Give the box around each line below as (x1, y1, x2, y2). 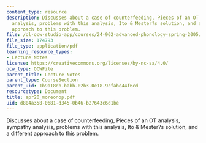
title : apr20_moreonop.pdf (6, 94, 75, 100)
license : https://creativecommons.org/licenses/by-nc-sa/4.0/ (6, 60, 169, 66)
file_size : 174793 (6, 37, 53, 43)
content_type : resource (6, 9, 67, 15)
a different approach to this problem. (6, 130, 99, 137)
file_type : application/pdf (6, 43, 78, 50)
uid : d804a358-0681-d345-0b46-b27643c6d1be (6, 100, 120, 106)
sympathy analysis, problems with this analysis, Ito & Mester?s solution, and (6, 123, 198, 130)
